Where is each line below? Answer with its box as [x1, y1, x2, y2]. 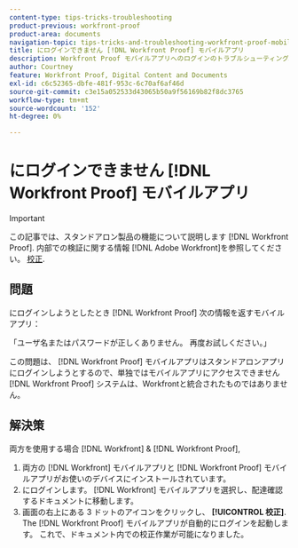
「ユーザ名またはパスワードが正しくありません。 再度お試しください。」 [9, 337, 272, 347]
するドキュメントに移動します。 [21, 495, 139, 506]
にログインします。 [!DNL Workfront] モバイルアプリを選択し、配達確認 [21, 484, 284, 495]
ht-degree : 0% [9, 112, 62, 121]
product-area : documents [9, 29, 101, 38]
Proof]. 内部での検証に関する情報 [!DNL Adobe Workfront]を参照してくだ [9, 242, 275, 253]
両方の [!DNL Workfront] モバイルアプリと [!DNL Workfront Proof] [21, 462, 263, 473]
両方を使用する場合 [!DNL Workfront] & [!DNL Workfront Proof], [9, 443, 241, 454]
